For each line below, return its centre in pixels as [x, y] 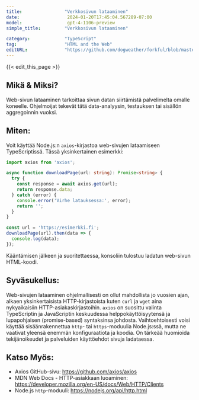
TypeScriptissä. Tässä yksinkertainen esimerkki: [65, 151]
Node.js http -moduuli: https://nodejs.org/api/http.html [81, 391]
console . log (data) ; [36, 239]
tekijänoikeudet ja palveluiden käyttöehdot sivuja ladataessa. [80, 339]
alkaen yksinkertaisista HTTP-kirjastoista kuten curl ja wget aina [84, 301]
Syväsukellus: [33, 281]
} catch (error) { [34, 195]
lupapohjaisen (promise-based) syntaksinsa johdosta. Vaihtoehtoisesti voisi [98, 320]
